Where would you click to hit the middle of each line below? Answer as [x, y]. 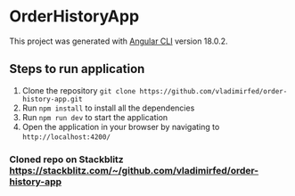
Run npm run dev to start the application [95, 117]
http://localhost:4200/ [66, 137]
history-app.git [52, 99]
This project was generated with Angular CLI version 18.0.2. [119, 41]
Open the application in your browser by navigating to [121, 127]
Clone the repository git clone [79, 90]
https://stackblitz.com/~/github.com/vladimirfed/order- [134, 170]
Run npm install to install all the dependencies [108, 108]
